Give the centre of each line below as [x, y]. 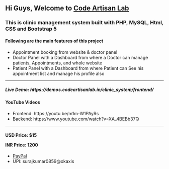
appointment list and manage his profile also [58, 73]
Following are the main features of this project [54, 41]
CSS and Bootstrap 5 [31, 29]
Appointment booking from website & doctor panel [65, 52]
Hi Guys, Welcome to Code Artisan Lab [67, 8]
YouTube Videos [23, 102]
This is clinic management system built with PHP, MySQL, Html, [84, 23]
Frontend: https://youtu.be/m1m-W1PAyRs [56, 114]
